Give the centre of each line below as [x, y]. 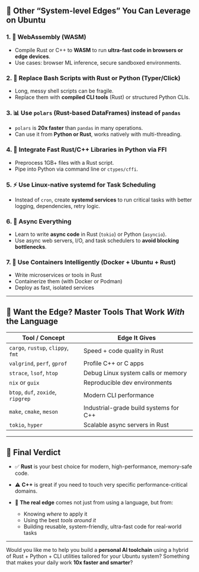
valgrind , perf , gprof [38, 363]
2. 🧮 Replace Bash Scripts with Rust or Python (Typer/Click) [93, 78]
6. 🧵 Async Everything [39, 221]
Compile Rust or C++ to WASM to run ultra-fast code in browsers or [99, 50]
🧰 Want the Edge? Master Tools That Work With [95, 312]
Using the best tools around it [60, 520]
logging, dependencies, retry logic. [57, 206]
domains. [26, 491]
